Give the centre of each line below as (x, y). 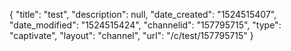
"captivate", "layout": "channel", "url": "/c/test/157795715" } (131, 35)
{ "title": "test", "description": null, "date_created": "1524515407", (143, 14)
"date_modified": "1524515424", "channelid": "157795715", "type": (145, 25)
